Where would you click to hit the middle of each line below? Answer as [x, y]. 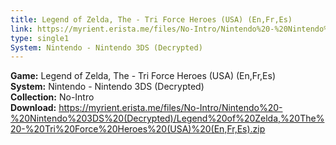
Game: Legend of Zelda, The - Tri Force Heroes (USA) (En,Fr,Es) [143, 76]
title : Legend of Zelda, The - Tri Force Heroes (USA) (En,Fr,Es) [151, 19]
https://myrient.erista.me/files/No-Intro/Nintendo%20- [170, 108]
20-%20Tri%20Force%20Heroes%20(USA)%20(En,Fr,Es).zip [138, 129]
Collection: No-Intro [52, 97]
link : [21, 29]
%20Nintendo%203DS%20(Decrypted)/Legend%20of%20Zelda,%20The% [167, 118]
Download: [33, 108]
